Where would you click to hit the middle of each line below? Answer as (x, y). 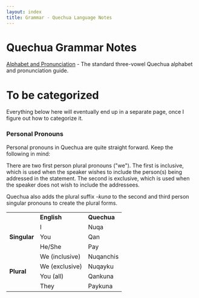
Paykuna (100, 286)
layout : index (24, 12)
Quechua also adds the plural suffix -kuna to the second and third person (98, 196)
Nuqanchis (103, 256)
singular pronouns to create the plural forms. (62, 203)
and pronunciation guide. (38, 71)
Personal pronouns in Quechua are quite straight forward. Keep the (90, 147)
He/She (51, 247)
